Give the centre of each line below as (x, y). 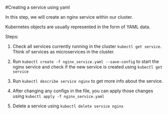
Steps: (12, 37)
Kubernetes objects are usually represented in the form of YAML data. (78, 27)
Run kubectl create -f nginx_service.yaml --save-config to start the (86, 62)
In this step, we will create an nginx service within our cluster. (69, 17)
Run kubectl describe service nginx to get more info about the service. (88, 81)
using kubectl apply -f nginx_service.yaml (59, 96)
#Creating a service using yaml (38, 7)
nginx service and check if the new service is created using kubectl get (88, 67)
